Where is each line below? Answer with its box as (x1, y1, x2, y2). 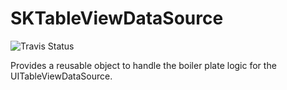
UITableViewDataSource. (10, 70, 113, 82)
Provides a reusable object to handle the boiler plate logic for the (10, 59, 277, 71)
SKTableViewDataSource (10, 7, 224, 30)
